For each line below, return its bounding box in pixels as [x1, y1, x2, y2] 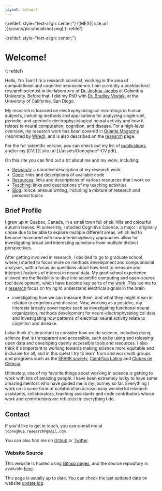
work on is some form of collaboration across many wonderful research [5, 386, 148, 392]
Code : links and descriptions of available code [12, 172, 104, 178]
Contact [5, 410, 30, 418]
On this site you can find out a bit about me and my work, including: [5, 157, 140, 163]
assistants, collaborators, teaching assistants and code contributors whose [5, 391, 155, 397]
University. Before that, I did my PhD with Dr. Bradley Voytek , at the [5, 93, 139, 98]
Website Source [5, 450, 44, 457]
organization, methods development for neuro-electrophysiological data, [12, 310, 157, 316]
